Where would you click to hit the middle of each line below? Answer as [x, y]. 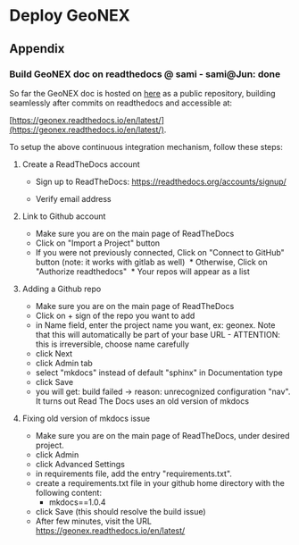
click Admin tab [64, 363]
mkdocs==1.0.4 [77, 502]
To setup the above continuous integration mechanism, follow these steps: [146, 147]
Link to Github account [64, 216]
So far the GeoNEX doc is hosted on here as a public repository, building [142, 93]
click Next [54, 353]
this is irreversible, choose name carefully [112, 344]
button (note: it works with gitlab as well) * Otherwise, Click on [151, 262]
